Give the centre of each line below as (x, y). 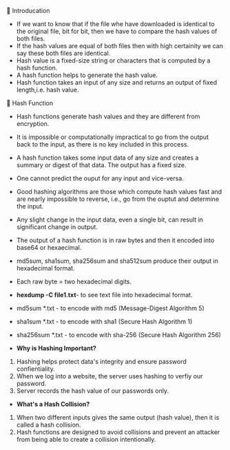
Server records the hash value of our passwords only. (93, 391)
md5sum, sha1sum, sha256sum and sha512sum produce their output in (117, 261)
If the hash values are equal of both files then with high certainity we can (119, 46)
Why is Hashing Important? (56, 348)
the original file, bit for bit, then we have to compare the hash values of (117, 31)
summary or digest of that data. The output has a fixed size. (101, 165)
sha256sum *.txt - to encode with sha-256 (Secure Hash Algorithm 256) (119, 335)
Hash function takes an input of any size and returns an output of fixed (117, 82)
